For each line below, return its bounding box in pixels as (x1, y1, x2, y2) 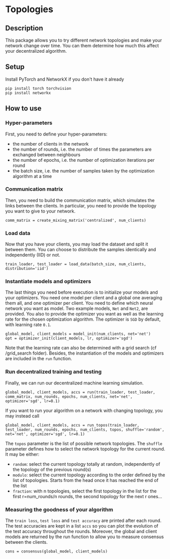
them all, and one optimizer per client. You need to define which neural (5, 300, 153, 306)
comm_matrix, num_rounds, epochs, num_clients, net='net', (5, 394, 133, 399)
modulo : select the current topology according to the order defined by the (12, 472, 165, 478)
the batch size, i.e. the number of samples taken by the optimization (12, 167, 155, 173)
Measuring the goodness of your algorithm (5, 506, 113, 513)
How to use (5, 104, 42, 113)
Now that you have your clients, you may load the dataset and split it (5, 241, 148, 247)
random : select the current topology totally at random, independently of (12, 461, 160, 467)
